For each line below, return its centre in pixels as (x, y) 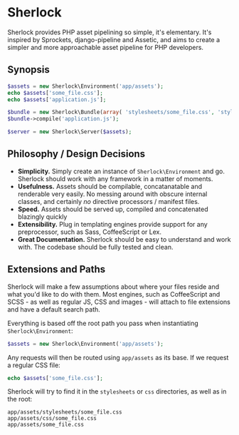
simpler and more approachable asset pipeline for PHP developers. (106, 47)
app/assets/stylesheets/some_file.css (65, 412)
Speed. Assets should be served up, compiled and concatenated (113, 209)
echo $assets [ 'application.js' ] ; (57, 99)
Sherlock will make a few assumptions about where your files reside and (113, 287)
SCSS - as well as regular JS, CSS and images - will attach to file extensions (119, 302)
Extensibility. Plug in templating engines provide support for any (112, 224)
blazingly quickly (42, 216)
